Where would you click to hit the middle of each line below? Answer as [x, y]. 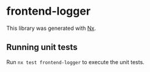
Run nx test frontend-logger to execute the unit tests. [76, 62]
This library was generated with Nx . [51, 28]
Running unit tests [42, 47]
